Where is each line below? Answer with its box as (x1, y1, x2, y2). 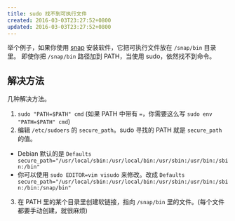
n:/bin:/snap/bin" (17, 185, 72, 192)
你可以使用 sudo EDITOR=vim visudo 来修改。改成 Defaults (17, 170, 185, 179)
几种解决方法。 (7, 95, 51, 103)
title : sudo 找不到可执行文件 (7, 10, 88, 18)
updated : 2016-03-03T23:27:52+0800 (7, 23, 112, 30)
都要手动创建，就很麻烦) (17, 206, 88, 215)
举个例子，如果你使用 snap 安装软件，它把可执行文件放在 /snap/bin (7, 43, 203, 52)
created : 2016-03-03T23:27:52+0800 (7, 17, 112, 24)
